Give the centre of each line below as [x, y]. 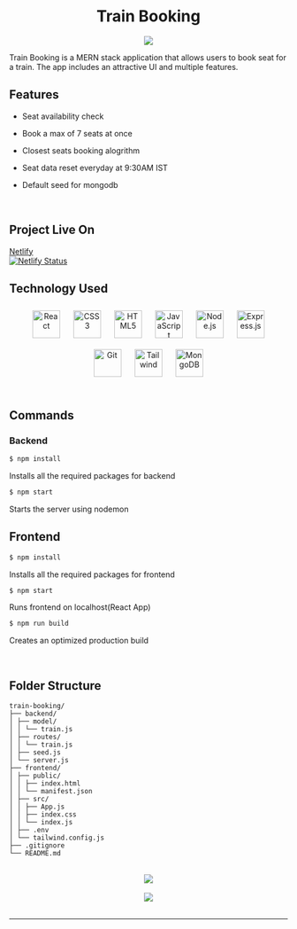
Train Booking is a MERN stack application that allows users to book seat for [148, 57]
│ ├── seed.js [35, 753]
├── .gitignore [37, 846]
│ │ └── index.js [41, 823]
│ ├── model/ [33, 722]
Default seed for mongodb [70, 184]
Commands [42, 415]
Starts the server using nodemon [69, 509]
